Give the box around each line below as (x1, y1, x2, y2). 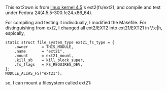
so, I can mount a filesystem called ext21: (5, 80, 91, 85)
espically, (5, 30, 25, 36)
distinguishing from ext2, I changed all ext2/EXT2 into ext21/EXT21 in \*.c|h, (5, 25, 162, 31)
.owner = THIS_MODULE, (14, 44, 74, 50)
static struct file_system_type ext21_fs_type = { (5, 40, 115, 45)
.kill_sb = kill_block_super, (14, 58, 85, 63)
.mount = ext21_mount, (14, 53, 74, 58)
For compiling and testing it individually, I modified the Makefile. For (5, 20, 147, 25)
